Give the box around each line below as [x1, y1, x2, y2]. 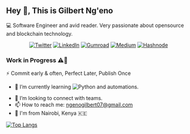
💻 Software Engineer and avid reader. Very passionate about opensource [6, 22, 184, 29]
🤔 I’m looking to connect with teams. [14, 95, 103, 102]
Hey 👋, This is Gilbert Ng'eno [6, 6, 113, 16]
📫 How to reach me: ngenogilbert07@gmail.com [14, 101, 133, 108]
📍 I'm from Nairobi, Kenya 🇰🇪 [14, 109, 87, 117]
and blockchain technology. [6, 30, 73, 37]
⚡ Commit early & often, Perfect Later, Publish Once [6, 70, 131, 77]
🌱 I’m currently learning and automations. [14, 83, 139, 91]
